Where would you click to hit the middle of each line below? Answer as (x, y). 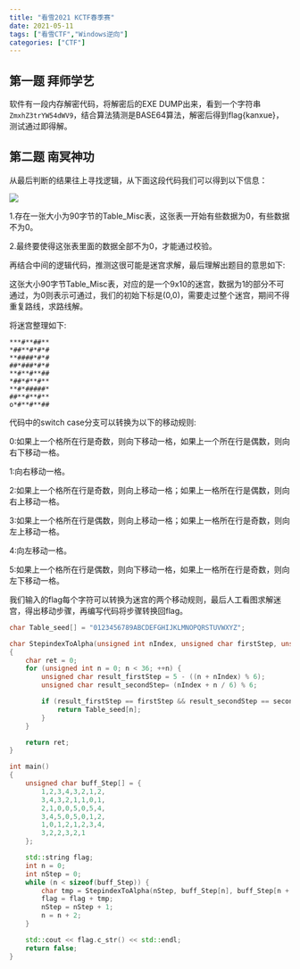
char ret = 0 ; (51, 660)
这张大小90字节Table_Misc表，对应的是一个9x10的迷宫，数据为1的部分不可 (147, 284)
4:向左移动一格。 (41, 551)
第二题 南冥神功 (52, 157)
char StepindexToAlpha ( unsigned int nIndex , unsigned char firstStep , (143, 643)
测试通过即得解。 (41, 127)
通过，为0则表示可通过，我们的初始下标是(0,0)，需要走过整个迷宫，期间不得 (150, 294)
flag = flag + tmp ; (78, 899)
